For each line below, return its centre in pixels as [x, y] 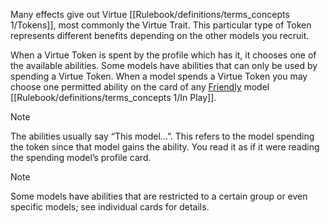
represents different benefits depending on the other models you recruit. [160, 35]
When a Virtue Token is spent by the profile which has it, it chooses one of [163, 55]
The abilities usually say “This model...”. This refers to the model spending [162, 136]
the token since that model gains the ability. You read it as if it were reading [165, 147]
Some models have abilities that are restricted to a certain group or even [159, 196]
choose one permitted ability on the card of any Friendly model [140, 87]
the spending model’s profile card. [81, 157]
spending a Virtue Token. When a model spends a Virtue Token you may [159, 76]
